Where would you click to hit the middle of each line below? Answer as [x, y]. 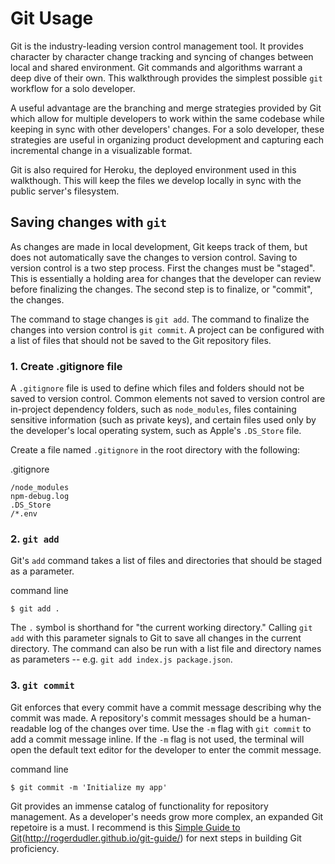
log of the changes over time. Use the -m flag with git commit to [180, 728]
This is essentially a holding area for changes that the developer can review [166, 278]
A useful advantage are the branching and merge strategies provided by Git [166, 108]
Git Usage [52, 18]
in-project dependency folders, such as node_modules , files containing [153, 409]
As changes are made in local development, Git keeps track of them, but [159, 246]
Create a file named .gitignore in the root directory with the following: [155, 450]
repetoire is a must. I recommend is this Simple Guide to [125, 827]
